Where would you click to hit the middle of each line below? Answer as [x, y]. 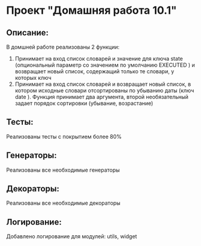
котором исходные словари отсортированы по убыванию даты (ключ [104, 90]
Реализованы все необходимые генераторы [63, 170]
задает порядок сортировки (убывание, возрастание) [84, 103]
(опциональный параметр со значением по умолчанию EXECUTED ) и [105, 65]
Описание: [28, 33]
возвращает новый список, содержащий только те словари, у [94, 71]
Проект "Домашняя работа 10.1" [91, 10]
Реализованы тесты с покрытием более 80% [64, 136]
